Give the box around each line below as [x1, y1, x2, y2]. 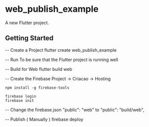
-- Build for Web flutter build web [5, 66, 73, 72]
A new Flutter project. [5, 20, 49, 26]
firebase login [5, 94, 37, 99]
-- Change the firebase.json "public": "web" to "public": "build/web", [5, 107, 145, 113]
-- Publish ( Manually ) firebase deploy [5, 116, 84, 122]
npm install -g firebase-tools [5, 85, 70, 90]
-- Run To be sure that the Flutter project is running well [5, 57, 118, 63]
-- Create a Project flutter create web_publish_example [5, 47, 117, 53]
